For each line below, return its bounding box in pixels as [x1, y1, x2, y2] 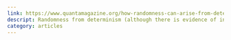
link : [7, 9, 23, 17]
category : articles [7, 22, 63, 29]
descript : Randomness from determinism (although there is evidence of [7, 16, 217, 23]
